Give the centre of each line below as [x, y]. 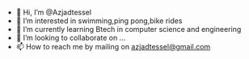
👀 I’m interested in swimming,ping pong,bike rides [99, 21]
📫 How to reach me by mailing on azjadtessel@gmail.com [113, 47]
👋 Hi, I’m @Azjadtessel [53, 12]
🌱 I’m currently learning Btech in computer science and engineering [129, 29]
